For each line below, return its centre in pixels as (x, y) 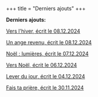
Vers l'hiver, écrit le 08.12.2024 (43, 31)
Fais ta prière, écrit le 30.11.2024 (45, 88)
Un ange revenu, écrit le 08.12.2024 (49, 42)
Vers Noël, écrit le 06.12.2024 (42, 65)
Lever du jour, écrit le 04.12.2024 (46, 76)
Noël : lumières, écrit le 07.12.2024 (47, 54)
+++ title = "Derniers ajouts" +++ (46, 8)
